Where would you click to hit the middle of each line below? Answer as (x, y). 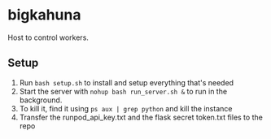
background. (41, 100)
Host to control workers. (48, 37)
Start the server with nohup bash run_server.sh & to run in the (123, 91)
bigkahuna (44, 15)
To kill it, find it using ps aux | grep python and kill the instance (126, 108)
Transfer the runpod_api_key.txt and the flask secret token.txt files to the (141, 117)
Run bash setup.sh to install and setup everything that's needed (126, 82)
